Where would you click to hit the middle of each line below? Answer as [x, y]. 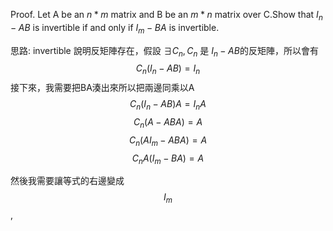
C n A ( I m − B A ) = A [168, 159]
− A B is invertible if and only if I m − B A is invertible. [115, 28]
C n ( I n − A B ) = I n [168, 69]
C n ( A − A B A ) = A [168, 122]
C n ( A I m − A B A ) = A [168, 141]
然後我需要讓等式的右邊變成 [67, 181]
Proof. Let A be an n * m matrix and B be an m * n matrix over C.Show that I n [166, 16]
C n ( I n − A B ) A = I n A [168, 105]
